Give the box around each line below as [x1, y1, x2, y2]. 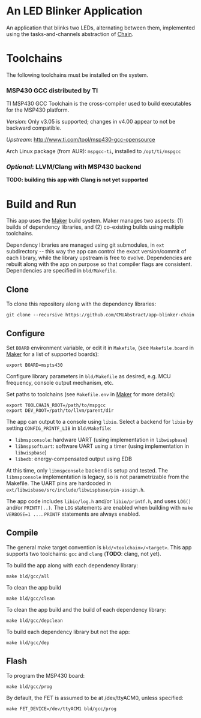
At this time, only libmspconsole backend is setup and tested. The [6, 467, 168, 474]
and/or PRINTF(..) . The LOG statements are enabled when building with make [6, 504, 193, 511]
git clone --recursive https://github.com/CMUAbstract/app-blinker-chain [6, 312, 195, 318]
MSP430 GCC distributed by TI [6, 86, 98, 94]
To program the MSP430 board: [6, 672, 85, 679]
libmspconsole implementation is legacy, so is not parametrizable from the [6, 473, 189, 481]
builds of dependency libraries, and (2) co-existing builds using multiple [6, 223, 184, 231]
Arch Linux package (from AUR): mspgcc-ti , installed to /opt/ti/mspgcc [6, 148, 181, 155]
